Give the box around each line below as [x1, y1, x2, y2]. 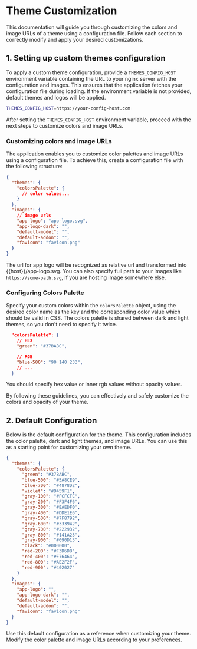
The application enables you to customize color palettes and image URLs [6, 150, 183, 157]
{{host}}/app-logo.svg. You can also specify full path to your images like [6, 268, 182, 275]
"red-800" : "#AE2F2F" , [21, 559, 78, 565]
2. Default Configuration [6, 415, 97, 425]
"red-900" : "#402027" [21, 564, 75, 571]
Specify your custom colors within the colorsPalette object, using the [6, 302, 176, 309]
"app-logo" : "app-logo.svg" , [17, 218, 88, 224]
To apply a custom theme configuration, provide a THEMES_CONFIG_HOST [6, 69, 176, 76]
